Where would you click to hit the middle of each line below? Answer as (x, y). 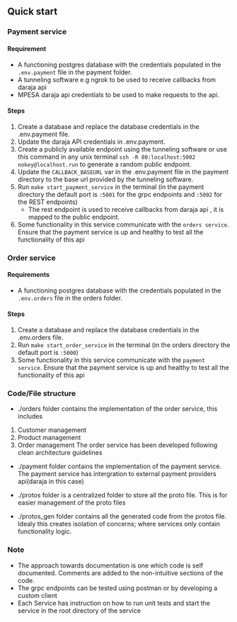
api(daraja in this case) (51, 482)
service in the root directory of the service (79, 610)
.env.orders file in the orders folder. (70, 298)
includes (30, 417)
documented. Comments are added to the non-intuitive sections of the (120, 572)
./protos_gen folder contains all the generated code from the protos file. (122, 516)
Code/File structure (42, 393)
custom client (37, 595)
